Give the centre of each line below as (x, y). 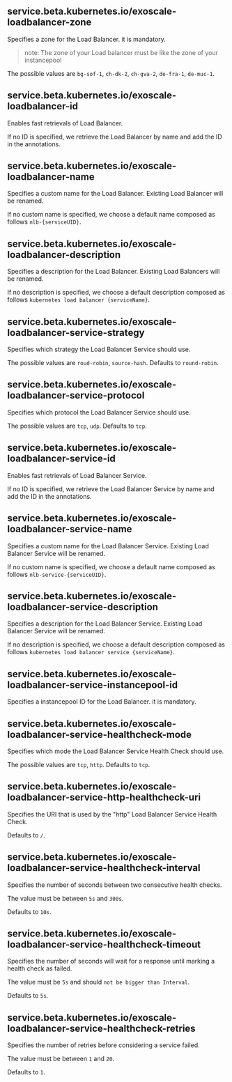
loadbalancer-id (43, 106)
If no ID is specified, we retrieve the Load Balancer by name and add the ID (115, 137)
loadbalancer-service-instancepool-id (93, 685)
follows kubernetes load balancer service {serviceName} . (91, 652)
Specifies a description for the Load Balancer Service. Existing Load (105, 624)
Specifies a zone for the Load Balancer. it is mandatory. (86, 39)
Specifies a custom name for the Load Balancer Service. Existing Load (108, 546)
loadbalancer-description (64, 255)
